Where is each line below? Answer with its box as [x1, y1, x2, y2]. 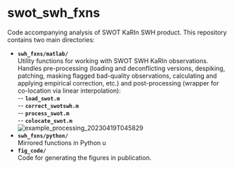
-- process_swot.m [17, 109, 70, 117]
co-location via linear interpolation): [17, 86, 122, 95]
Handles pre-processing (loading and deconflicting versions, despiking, [17, 64, 226, 72]
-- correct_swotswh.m [17, 101, 79, 109]
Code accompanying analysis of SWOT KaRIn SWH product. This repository [7, 28, 227, 36]
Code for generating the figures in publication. [17, 153, 152, 162]
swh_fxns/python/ [17, 132, 69, 140]
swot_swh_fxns [7, 5, 100, 21]
